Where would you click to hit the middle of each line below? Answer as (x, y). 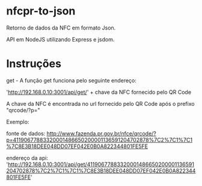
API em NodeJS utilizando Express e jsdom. (60, 39)
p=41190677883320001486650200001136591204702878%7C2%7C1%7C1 (99, 140)
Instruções (34, 64)
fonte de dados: (26, 133)
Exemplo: (18, 122)
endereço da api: (27, 158)
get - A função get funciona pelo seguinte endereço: (72, 80)
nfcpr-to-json (41, 11)
